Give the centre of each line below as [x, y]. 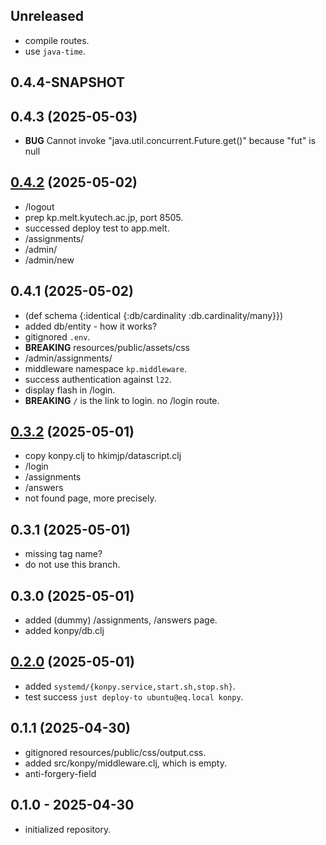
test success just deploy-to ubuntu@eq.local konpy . [134, 696]
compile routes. [57, 40]
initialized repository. [68, 829]
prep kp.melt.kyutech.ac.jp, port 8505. [104, 217]
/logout [39, 206]
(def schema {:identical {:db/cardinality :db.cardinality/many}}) [154, 315]
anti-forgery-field [60, 773]
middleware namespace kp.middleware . [106, 368]
